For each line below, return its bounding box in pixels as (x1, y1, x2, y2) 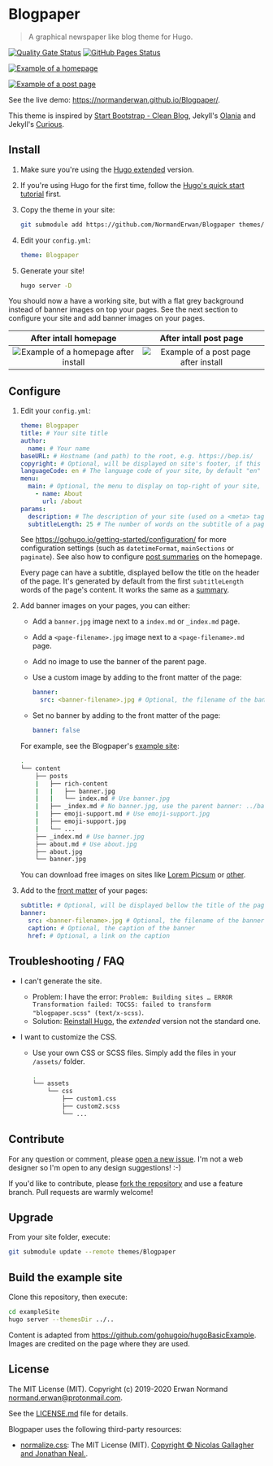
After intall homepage (30, 333, 117, 344)
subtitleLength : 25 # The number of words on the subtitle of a (28, 520, 250, 528)
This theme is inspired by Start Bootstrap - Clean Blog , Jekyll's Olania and (8, 111, 256, 120)
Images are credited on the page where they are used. (8, 1338, 191, 1348)
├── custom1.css (61, 1095, 117, 1103)
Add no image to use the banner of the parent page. (32, 657, 207, 667)
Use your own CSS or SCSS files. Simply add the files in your (32, 1048, 237, 1057)
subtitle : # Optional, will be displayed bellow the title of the (19, 901, 250, 910)
